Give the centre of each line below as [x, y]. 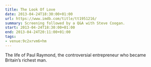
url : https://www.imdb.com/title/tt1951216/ [51, 18]
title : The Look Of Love [30, 9]
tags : [10, 37]
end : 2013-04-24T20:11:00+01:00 [38, 32]
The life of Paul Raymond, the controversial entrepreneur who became [75, 55]
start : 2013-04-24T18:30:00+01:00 [40, 28]
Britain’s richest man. [26, 60]
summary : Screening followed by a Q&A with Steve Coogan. [65, 23]
